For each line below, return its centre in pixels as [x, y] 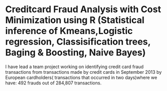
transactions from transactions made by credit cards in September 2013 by [83, 72]
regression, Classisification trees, [78, 42]
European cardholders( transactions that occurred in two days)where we [81, 77]
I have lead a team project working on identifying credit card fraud [74, 67]
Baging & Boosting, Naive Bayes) [76, 53]
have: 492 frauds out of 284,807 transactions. [53, 83]
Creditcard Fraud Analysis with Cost [83, 9]
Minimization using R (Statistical [75, 20]
